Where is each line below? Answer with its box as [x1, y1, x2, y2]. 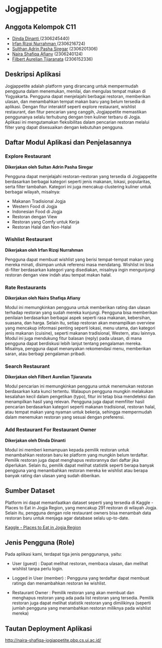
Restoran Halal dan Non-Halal [12, 224, 72, 230]
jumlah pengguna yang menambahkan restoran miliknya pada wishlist [12, 605, 151, 611]
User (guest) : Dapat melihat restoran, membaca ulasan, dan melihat [12, 561, 148, 567]
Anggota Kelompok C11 [5, 23, 76, 31]
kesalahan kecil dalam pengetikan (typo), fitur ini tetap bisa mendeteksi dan [5, 394, 156, 400]
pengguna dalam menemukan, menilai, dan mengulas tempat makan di [5, 88, 146, 94]
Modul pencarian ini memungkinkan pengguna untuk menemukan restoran [5, 383, 154, 389]
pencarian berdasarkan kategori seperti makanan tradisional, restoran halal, [5, 404, 156, 410]
